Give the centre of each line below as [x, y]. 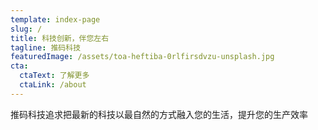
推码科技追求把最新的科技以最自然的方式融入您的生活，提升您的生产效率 [159, 114]
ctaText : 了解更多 [54, 76]
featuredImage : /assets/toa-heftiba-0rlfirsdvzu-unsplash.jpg [142, 57]
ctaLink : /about [53, 85]
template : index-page [55, 19]
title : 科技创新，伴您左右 [60, 38]
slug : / [26, 29]
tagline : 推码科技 [46, 47]
